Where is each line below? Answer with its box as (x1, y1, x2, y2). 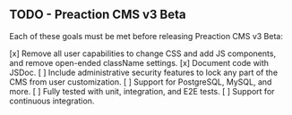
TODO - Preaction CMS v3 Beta (9, 7, 186, 22)
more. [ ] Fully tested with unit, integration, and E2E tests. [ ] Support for (9, 86, 275, 96)
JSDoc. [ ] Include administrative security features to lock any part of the (9, 67, 279, 78)
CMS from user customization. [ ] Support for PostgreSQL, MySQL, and (9, 76, 272, 87)
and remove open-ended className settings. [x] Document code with (9, 57, 270, 68)
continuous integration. (9, 95, 95, 106)
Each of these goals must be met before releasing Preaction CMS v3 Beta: (9, 30, 284, 41)
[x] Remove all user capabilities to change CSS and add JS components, (9, 48, 276, 59)
